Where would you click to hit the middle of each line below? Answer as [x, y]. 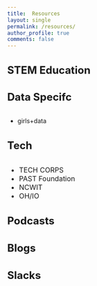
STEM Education [49, 70]
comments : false [30, 39]
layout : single [29, 20]
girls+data [32, 121]
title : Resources [34, 14]
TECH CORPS [41, 170]
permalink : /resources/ [42, 26]
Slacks [24, 275]
